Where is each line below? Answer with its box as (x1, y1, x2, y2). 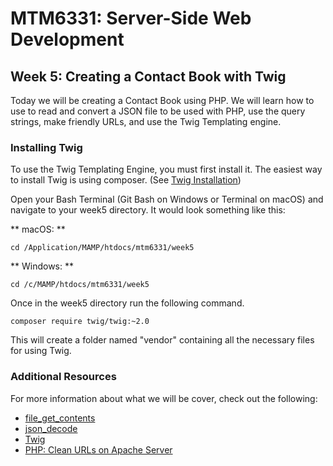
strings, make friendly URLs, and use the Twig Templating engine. (10, 116, 282, 127)
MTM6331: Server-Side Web (10, 7, 252, 30)
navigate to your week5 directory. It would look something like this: (10, 204, 286, 216)
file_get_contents (24, 412, 96, 424)
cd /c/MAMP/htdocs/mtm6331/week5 (10, 280, 150, 290)
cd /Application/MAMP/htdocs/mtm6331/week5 (10, 243, 195, 253)
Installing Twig (10, 140, 83, 154)
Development (10, 28, 125, 51)
